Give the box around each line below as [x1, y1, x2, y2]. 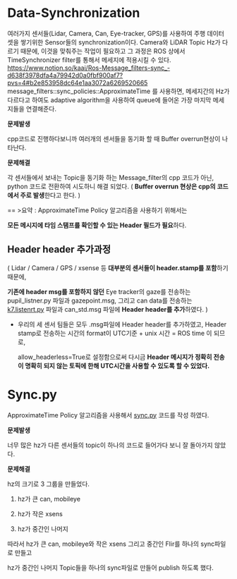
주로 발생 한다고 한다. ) [20, 190, 81, 199]
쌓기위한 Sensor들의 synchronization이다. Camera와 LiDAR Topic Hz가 [20, 37, 221, 47]
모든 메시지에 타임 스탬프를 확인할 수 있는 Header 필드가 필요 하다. [7, 221, 187, 229]
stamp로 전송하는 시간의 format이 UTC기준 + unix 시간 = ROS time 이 [17, 329, 212, 337]
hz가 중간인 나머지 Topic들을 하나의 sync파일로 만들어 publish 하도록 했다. [7, 563, 214, 572]
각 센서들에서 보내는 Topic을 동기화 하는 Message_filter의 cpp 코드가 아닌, [7, 173, 214, 181]
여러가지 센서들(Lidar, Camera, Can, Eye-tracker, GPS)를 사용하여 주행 [7, 29, 206, 37]
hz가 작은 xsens [17, 509, 63, 518]
